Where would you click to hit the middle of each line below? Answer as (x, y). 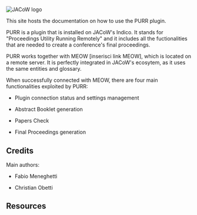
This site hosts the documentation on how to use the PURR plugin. (86, 21)
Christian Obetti (34, 188)
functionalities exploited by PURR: (47, 87)
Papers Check (32, 121)
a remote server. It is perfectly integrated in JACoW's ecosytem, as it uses (96, 62)
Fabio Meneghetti (36, 176)
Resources (26, 206)
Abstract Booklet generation (49, 110)
